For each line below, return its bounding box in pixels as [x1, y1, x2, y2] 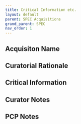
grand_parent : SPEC [5, 21, 46, 26]
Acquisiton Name [5, 44, 60, 53]
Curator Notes [5, 95, 50, 104]
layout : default [5, 12, 39, 17]
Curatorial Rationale [5, 61, 69, 70]
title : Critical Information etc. [5, 7, 77, 12]
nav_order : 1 [5, 26, 32, 31]
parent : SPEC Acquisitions [5, 16, 61, 21]
